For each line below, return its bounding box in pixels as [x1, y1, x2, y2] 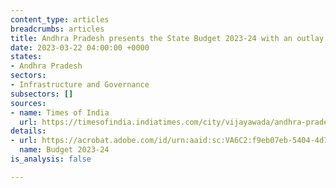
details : [10, 126, 47, 136]
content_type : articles [10, 14, 110, 25]
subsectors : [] [10, 89, 74, 99]
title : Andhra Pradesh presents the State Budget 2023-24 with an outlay [10, 33, 325, 43]
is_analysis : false [10, 154, 92, 164]
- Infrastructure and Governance [10, 80, 150, 90]
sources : [10, 98, 47, 108]
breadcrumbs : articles [10, 24, 105, 34]
